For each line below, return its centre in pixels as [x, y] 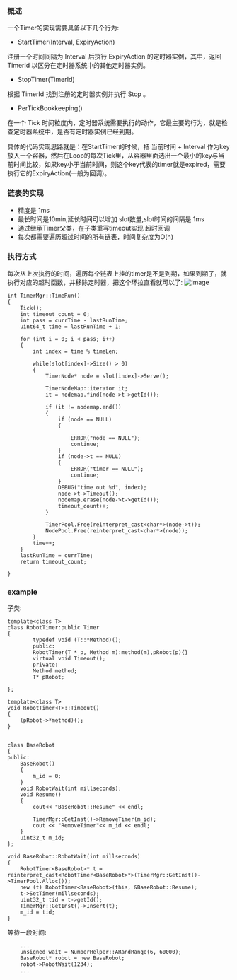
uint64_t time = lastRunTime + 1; [71, 327]
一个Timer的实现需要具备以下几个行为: [63, 28]
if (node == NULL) [85, 419]
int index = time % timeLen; [76, 351]
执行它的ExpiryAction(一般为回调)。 [59, 173]
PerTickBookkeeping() [50, 108]
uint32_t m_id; [42, 838]
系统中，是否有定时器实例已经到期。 [85, 132]
